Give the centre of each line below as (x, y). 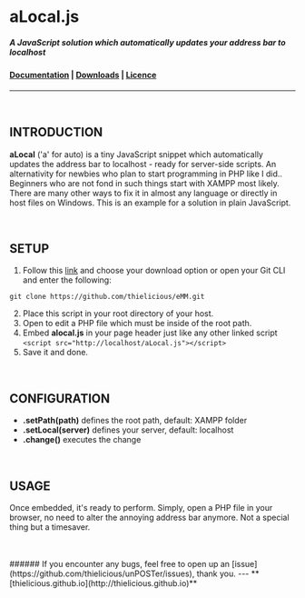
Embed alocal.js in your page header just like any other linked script (150, 333)
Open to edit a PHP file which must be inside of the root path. (137, 324)
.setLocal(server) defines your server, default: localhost (128, 430)
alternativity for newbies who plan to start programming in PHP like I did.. (146, 174)
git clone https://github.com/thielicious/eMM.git (107, 297)
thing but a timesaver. (50, 527)
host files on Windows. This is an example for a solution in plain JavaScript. (150, 203)
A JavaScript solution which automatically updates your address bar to (148, 42)
